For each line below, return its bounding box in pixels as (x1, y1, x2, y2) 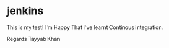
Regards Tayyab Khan (6, 35, 60, 42)
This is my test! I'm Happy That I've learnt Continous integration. (6, 24, 164, 31)
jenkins (6, 4, 44, 18)
